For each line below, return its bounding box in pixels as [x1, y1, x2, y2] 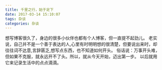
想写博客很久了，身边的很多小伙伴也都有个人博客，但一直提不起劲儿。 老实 [5, 35, 158, 41]
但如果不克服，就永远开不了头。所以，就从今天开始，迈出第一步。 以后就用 [5, 54, 158, 60]
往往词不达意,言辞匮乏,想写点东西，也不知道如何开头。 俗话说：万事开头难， [5, 47, 160, 53]
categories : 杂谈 [5, 21, 39, 26]
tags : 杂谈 [5, 16, 26, 21]
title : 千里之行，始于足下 [5, 7, 54, 12]
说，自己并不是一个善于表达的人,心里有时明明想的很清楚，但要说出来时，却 [5, 41, 158, 47]
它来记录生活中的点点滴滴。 [5, 60, 62, 66]
